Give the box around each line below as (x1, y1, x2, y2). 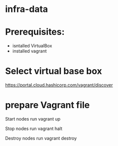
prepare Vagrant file (5, 100, 90, 111)
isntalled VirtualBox (12, 43, 52, 49)
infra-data (5, 3, 48, 15)
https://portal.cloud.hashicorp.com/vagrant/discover (5, 82, 113, 88)
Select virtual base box (5, 66, 102, 77)
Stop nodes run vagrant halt (5, 126, 63, 132)
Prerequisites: (5, 26, 65, 38)
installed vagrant (12, 48, 47, 54)
